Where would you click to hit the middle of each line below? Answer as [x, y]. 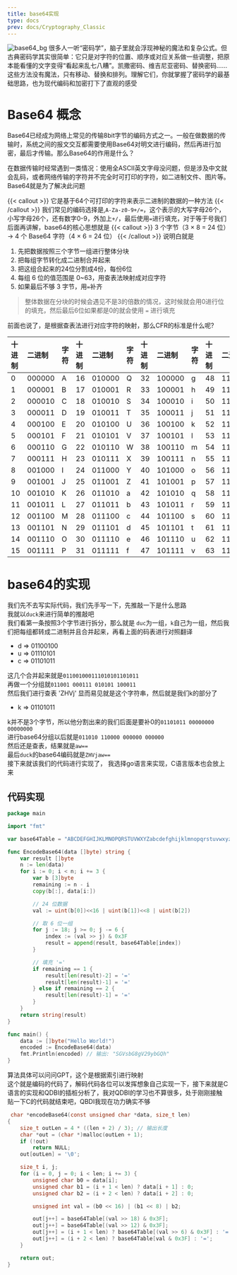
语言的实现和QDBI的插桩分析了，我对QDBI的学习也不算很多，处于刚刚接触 [115, 1093]
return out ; [37, 1258]
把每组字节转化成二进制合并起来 [64, 260]
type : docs [23, 21]
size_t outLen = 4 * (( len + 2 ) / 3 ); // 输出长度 [94, 1128]
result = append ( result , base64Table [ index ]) [113, 943]
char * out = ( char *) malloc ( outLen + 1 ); [82, 1135]
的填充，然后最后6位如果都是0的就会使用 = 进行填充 [100, 310]
